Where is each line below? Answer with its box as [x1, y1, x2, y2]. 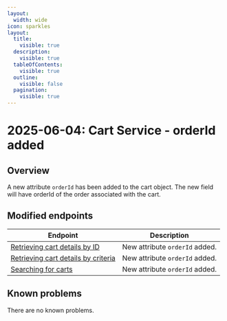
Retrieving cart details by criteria [10, 253, 116, 263]
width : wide [13, 16, 48, 23]
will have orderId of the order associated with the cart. [7, 190, 162, 198]
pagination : [13, 87, 48, 93]
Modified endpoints [7, 210, 94, 222]
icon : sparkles [7, 23, 51, 30]
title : [13, 36, 32, 43]
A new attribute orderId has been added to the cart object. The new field [7, 183, 214, 191]
